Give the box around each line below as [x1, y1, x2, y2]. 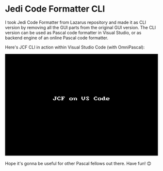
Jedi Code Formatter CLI [5, 3, 105, 15]
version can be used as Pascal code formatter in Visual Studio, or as [5, 30, 142, 35]
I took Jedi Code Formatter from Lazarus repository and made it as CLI [5, 19, 147, 25]
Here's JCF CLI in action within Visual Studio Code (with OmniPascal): [5, 44, 145, 50]
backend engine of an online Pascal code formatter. [5, 35, 109, 41]
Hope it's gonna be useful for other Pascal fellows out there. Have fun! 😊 [5, 160, 152, 166]
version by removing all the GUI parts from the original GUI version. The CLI [5, 24, 156, 30]
